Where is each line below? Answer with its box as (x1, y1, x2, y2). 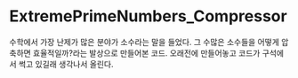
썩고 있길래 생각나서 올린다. (18, 58, 114, 69)
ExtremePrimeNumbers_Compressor (9, 6, 287, 27)
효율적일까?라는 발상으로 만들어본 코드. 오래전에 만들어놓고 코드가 (32, 47, 261, 58)
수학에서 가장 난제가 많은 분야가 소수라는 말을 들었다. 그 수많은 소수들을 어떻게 (9, 36, 280, 47)
